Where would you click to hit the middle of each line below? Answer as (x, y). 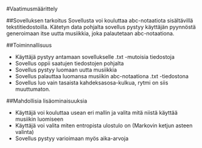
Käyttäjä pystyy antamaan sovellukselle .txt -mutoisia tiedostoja (95, 57)
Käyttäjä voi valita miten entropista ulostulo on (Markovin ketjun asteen (104, 126)
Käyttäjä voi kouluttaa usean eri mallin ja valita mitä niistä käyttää (96, 113)
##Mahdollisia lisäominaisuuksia (47, 101)
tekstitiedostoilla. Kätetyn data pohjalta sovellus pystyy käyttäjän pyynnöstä (101, 27)
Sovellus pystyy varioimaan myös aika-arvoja (72, 138)
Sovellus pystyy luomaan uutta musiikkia (66, 70)
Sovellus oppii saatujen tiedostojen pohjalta (69, 63)
